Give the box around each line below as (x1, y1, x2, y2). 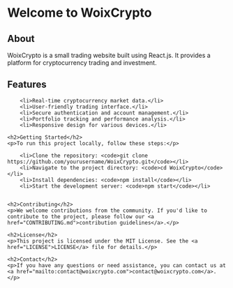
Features (7, 79, 47, 91)
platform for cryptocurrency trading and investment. (7, 59, 157, 67)
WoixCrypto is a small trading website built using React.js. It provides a (7, 51, 211, 59)
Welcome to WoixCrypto (7, 5, 152, 21)
